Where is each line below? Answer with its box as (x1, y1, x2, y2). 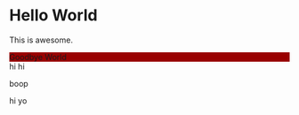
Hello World (9, 5, 98, 26)
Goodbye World (9, 51, 67, 62)
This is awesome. (9, 34, 74, 45)
